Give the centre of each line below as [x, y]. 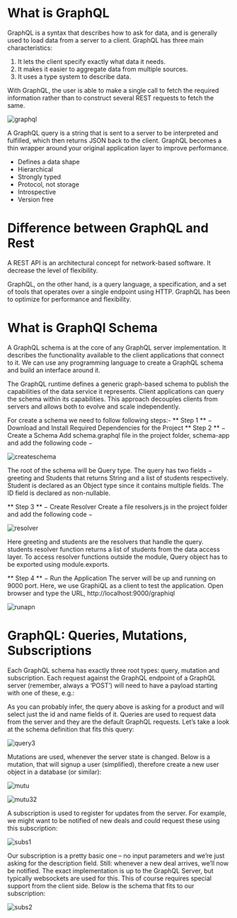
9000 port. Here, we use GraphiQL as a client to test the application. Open [116, 585]
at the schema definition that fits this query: [71, 729]
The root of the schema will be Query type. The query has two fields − [110, 470]
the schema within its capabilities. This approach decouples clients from [112, 399]
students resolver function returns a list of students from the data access [114, 549]
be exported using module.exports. [58, 564]
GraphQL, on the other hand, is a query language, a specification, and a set [117, 284]
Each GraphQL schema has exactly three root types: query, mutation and [114, 670]
